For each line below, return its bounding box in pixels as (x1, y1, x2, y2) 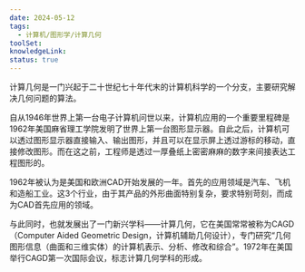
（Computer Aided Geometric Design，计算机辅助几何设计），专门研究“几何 (9, 230, 291, 240)
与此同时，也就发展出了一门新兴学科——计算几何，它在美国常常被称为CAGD (9, 219, 295, 229)
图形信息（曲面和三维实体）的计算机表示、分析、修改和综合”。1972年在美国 (9, 241, 293, 252)
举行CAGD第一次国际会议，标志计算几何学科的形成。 (9, 253, 207, 263)
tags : (9, 22, 30, 31)
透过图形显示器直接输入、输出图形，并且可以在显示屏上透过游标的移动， (16, 135, 288, 145)
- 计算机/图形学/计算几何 (17, 30, 102, 39)
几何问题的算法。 (16, 92, 82, 103)
